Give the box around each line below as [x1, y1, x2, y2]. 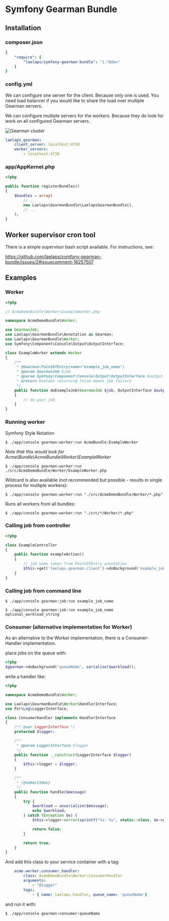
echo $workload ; [32, 808, 66, 813]
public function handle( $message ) [14, 789, 87, 795]
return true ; [23, 840, 51, 846]
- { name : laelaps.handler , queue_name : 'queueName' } [32, 892, 147, 897]
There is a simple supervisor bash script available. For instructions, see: [5, 244, 154, 250]
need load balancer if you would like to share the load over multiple [5, 97, 144, 104]
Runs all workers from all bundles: [5, 501, 75, 507]
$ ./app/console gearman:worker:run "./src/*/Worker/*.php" [5, 510, 134, 515]
